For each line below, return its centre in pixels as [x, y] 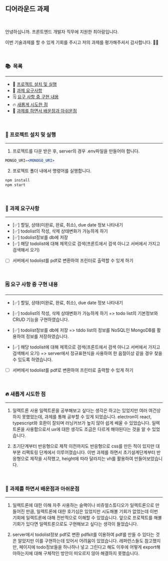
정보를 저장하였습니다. [47, 336]
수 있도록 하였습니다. [32, 359]
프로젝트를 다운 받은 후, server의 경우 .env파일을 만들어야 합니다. [76, 151]
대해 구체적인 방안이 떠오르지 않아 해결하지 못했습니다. [87, 553]
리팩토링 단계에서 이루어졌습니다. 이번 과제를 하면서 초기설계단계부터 [89, 452]
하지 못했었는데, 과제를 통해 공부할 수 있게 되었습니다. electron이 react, [82, 417]
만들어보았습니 [148, 458]
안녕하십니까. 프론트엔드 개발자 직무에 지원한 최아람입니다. [62, 31]
